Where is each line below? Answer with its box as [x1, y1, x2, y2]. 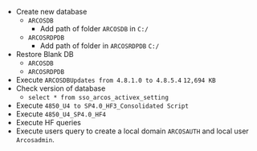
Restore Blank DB [15, 50, 74, 59]
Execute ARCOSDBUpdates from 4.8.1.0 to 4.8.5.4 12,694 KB [15, 75, 216, 84]
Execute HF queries [15, 118, 82, 127]
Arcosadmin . [15, 135, 55, 144]
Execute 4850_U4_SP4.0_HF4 [15, 109, 107, 119]
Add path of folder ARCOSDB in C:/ [39, 24, 149, 33]
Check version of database [15, 84, 106, 93]
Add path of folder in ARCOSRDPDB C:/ [39, 41, 160, 51]
